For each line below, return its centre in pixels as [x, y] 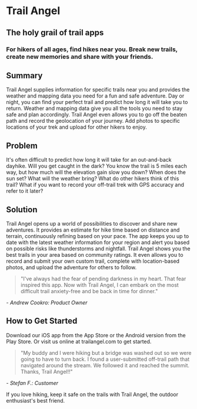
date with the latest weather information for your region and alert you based [98, 242]
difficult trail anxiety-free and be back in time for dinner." [89, 291]
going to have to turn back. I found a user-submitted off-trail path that [105, 359]
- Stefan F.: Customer [32, 383]
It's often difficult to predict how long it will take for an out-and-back [89, 160]
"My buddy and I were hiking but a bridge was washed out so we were [106, 353]
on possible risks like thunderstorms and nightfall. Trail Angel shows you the [98, 249]
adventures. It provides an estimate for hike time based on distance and [93, 230]
